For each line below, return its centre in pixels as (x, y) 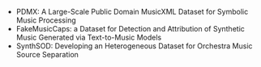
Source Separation (47, 54)
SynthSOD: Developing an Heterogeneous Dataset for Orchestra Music (134, 46)
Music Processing (46, 20)
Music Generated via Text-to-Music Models (89, 37)
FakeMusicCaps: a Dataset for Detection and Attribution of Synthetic (130, 29)
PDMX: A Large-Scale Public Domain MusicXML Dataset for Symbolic (132, 12)
